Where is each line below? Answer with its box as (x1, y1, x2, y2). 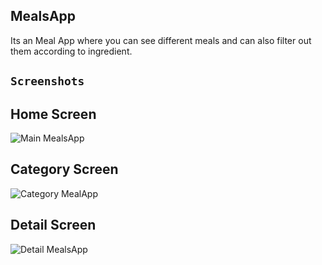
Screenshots (10, 74, 85, 89)
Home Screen (10, 105, 97, 123)
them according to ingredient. (10, 45, 133, 57)
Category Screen (10, 161, 119, 178)
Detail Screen (10, 217, 97, 234)
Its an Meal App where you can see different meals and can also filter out (10, 34, 312, 46)
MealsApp (10, 8, 77, 25)
